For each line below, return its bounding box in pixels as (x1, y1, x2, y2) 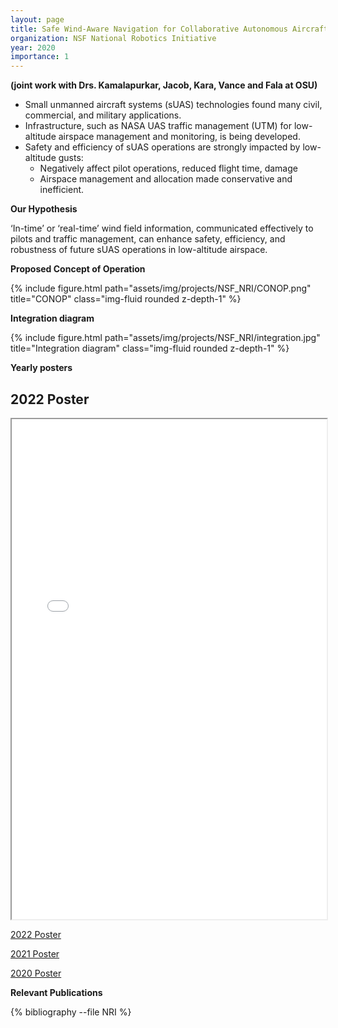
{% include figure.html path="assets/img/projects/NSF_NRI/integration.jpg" (10, 332, 321, 344)
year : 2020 (10, 42, 56, 53)
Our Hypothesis (10, 203, 78, 215)
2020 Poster (10, 967, 62, 979)
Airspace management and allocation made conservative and (39, 173, 293, 185)
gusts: (58, 152, 84, 164)
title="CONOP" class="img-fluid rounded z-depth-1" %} (10, 293, 242, 305)
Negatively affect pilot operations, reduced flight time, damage (39, 162, 298, 175)
